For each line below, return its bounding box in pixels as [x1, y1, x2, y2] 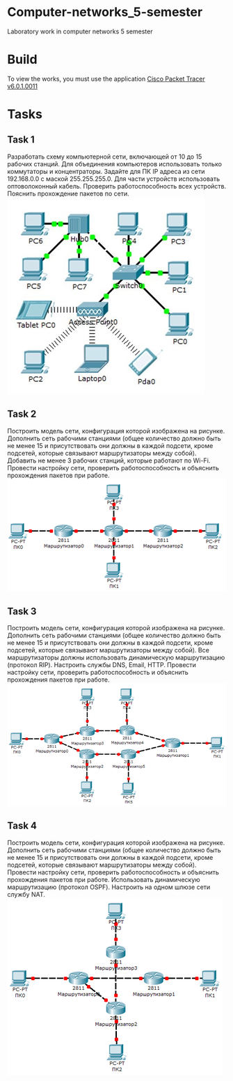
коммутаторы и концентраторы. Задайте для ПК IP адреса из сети [7, 167, 205, 175]
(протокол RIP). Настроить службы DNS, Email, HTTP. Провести [7, 661, 197, 669]
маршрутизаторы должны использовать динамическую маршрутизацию [7, 653, 225, 662]
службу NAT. [7, 890, 45, 898]
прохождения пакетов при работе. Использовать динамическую [7, 875, 200, 883]
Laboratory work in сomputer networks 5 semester [7, 27, 153, 35]
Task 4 [7, 820, 37, 832]
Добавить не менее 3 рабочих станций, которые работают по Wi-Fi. [7, 456, 211, 465]
